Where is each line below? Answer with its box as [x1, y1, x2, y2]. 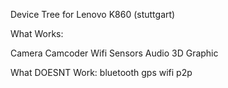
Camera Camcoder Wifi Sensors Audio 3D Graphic [10, 47, 219, 59]
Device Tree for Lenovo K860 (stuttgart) [10, 9, 176, 20]
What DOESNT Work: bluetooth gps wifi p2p [10, 67, 193, 78]
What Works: [10, 28, 64, 39]
